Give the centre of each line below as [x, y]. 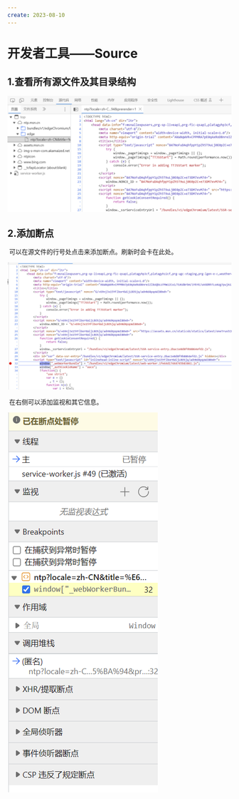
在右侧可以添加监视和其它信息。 [56, 402]
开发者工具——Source [73, 53]
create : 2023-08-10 [36, 15]
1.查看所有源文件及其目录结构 [72, 82]
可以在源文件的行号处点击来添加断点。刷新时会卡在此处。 [93, 252]
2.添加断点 [31, 233]
